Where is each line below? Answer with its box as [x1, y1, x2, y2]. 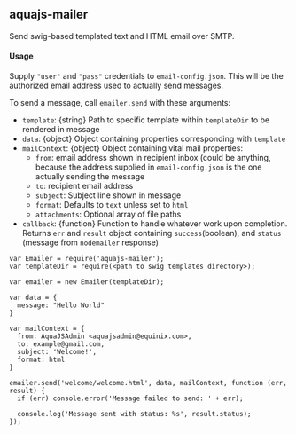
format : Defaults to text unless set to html [35, 200, 189, 210]
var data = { [9, 293, 58, 303]
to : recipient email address [35, 181, 134, 192]
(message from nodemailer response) [21, 237, 160, 248]
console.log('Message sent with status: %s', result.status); [17, 410, 252, 419]
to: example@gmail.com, [17, 340, 105, 349]
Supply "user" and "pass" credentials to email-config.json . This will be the [9, 71, 284, 82]
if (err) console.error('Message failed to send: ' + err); [17, 394, 244, 403]
